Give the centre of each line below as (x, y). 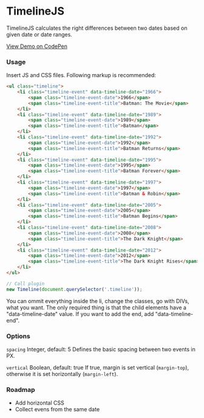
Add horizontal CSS (40, 403)
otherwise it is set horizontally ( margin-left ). (62, 374)
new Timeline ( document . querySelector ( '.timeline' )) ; (74, 289)
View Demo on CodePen (37, 46)
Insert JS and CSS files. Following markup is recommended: (81, 75)
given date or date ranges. (39, 34)
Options (18, 336)
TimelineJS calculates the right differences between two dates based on (97, 28)
